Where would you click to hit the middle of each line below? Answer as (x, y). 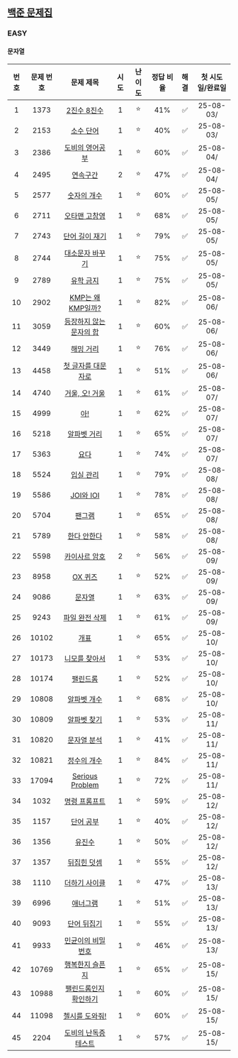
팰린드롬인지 (85, 988)
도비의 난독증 (85, 1032)
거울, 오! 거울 (85, 393)
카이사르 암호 (85, 556)
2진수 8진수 (85, 110)
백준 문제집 (30, 13)
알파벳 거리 (85, 434)
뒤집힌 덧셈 (85, 862)
